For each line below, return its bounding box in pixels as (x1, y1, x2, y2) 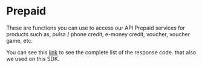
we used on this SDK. (6, 55, 60, 62)
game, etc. (6, 37, 33, 44)
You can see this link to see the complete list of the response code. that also (6, 48, 197, 56)
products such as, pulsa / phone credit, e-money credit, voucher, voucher (6, 30, 191, 37)
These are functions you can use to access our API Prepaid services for (6, 24, 186, 31)
